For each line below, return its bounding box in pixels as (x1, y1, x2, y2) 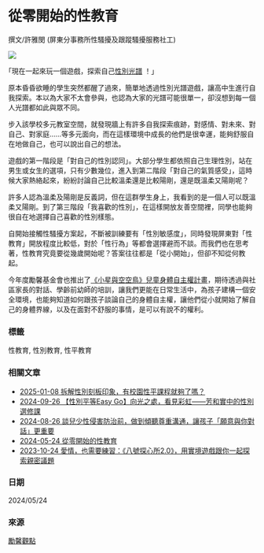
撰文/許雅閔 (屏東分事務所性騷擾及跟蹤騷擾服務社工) (8, 35, 177, 44)
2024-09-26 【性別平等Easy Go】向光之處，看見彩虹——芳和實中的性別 (19, 396, 254, 406)
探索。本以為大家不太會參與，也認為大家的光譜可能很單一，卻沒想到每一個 (14, 92, 256, 102)
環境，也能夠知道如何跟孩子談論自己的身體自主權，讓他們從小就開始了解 (14, 295, 249, 304)
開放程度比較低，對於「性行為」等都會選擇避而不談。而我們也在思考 (28, 238, 249, 248)
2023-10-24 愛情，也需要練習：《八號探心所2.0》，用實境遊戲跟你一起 (19, 446, 244, 455)
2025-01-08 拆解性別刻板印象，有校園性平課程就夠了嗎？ (19, 387, 206, 396)
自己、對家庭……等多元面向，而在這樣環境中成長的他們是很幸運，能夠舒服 (8, 129, 247, 139)
